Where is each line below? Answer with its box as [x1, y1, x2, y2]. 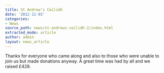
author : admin [5, 35, 34, 40]
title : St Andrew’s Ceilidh [5, 7, 63, 12]
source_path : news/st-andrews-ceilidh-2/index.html [5, 26, 113, 31]
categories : [5, 16, 30, 21]
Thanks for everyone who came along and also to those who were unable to [5, 53, 160, 59]
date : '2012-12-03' [5, 12, 45, 17]
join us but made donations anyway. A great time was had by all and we [5, 58, 150, 64]
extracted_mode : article [5, 30, 56, 35]
